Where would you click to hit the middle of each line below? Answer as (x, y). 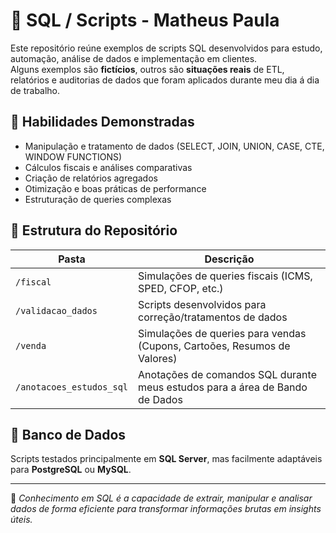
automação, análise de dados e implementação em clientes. (134, 58)
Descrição (229, 259)
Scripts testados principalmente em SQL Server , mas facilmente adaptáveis (166, 459)
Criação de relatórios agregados (91, 178)
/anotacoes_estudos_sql (72, 387)
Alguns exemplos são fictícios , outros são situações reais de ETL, (147, 69)
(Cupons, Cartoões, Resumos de (214, 346)
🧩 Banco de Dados (68, 434)
